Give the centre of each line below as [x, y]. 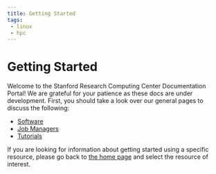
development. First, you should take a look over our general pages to [105, 101]
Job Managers [38, 129]
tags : [15, 20]
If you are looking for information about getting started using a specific [108, 150]
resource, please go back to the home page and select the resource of [108, 157]
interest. [19, 164]
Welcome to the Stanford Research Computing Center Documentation [107, 86]
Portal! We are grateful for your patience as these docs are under [100, 93]
